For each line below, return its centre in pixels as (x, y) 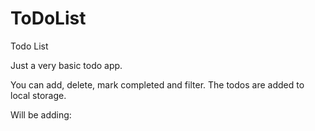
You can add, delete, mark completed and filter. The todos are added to (157, 84)
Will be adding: (41, 114)
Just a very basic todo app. (66, 65)
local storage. (38, 95)
